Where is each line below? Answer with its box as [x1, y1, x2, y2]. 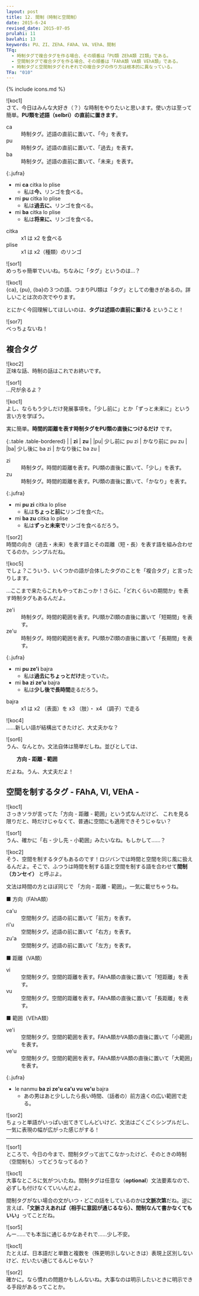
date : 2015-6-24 [6, 20, 46, 26]
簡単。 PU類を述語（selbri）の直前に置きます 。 [6, 112, 121, 119]
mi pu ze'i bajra [14, 665, 53, 673]
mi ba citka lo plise [14, 209, 61, 216]
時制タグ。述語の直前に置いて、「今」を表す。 [21, 130, 131, 138]
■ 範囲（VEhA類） [6, 1014, 52, 1021]
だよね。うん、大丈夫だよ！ [6, 768, 74, 775]
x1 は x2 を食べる [21, 235, 63, 242]
